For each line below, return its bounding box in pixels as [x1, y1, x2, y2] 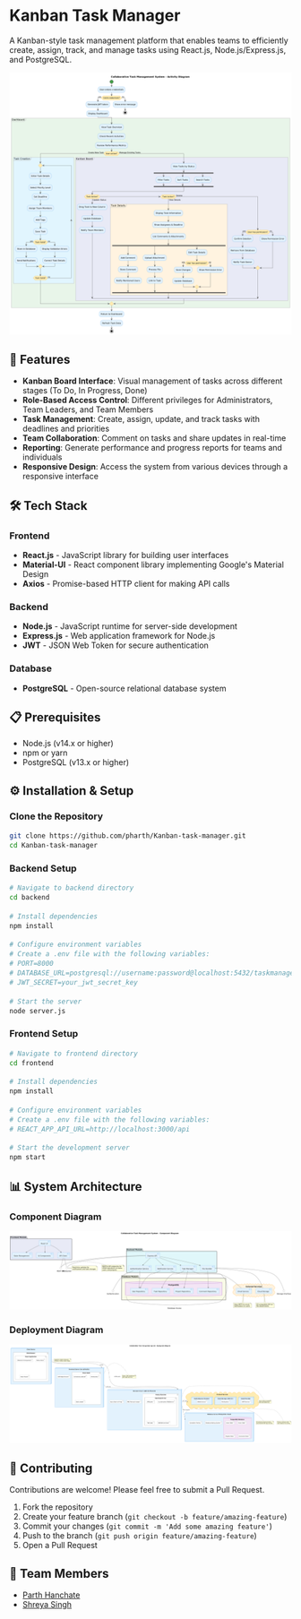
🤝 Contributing [9, 1460, 93, 1476]
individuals [21, 452, 63, 462]
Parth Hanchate [21, 1589, 81, 1600]
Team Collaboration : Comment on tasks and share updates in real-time [21, 433, 287, 444]
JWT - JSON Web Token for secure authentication [21, 640, 209, 650]
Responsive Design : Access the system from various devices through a [21, 461, 288, 472]
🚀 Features [9, 351, 71, 367]
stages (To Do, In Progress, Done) [21, 385, 148, 396]
